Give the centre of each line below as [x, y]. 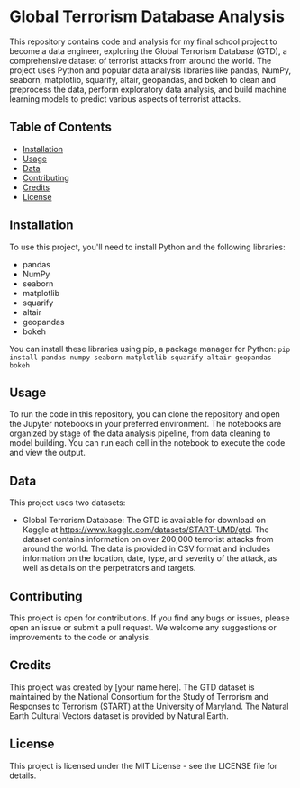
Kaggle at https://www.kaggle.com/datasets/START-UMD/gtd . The [145, 530]
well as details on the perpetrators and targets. [109, 568]
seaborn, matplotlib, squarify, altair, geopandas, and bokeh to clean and [143, 79]
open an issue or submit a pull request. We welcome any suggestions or [143, 627]
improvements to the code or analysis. [80, 637]
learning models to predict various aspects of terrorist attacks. [125, 99]
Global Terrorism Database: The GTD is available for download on [144, 521]
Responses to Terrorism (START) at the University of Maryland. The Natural [149, 706]
